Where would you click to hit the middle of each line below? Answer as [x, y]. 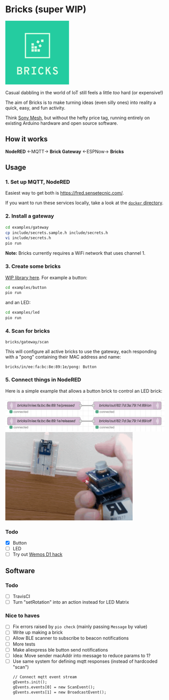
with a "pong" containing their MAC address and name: [63, 357]
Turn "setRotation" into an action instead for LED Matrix [71, 602]
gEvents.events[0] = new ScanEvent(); [54, 687]
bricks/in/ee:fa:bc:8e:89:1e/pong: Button [51, 367]
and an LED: [18, 303]
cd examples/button [26, 287]
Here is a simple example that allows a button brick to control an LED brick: [84, 391]
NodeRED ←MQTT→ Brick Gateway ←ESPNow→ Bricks [65, 151]
